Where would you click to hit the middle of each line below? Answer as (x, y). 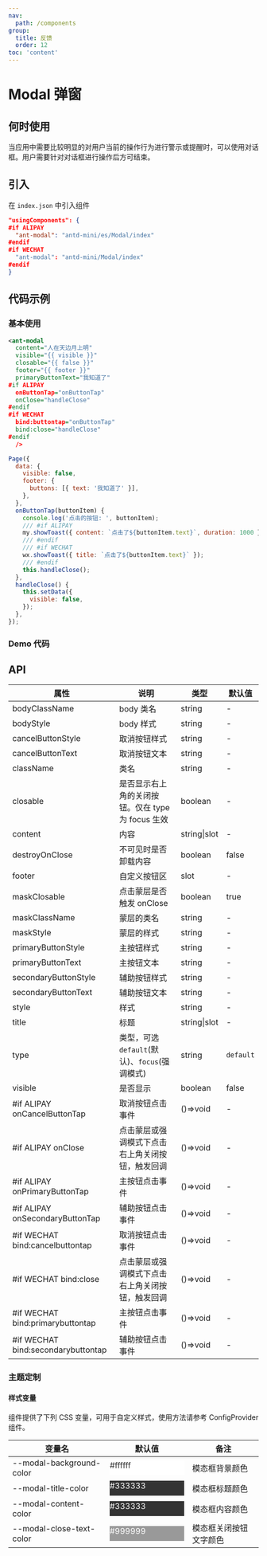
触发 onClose (143, 903)
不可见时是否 (143, 849)
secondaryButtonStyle (54, 978)
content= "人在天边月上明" (54, 348)
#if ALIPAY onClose (48, 1148)
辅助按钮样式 (143, 978)
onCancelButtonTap (49, 1114)
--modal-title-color (50, 1488)
